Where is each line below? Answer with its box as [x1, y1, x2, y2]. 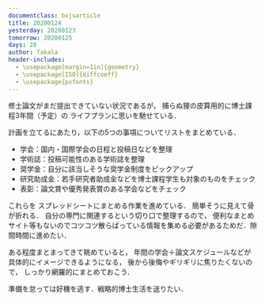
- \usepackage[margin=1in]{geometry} [15, 63, 140, 71]
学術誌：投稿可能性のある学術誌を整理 [19, 154, 145, 163]
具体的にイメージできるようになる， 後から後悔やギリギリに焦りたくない [8, 257, 246, 266]
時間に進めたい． [14, 231, 71, 240]
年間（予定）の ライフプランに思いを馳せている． [19, 110, 181, 120]
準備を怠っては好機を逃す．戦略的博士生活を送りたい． [8, 284, 188, 293]
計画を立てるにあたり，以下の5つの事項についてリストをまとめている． [8, 128, 240, 137]
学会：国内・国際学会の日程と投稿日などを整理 [19, 144, 172, 154]
